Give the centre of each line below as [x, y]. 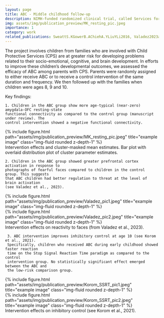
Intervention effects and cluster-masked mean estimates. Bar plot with [76, 147]
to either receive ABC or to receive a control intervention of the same [74, 77]
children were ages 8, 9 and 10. [37, 87]
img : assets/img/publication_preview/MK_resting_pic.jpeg [65, 23]
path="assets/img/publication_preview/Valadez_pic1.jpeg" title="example [79, 201]
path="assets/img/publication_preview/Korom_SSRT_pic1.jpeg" [68, 284]
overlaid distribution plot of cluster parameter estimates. [61, 152]
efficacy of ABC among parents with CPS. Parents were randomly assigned [81, 71]
